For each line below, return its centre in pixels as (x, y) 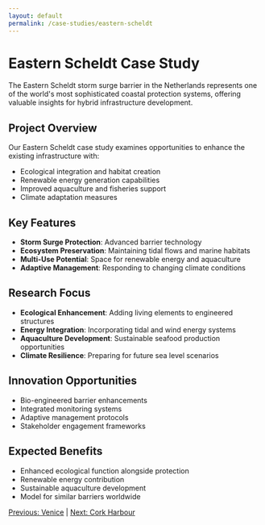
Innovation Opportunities (73, 381)
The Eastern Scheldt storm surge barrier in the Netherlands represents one (133, 85)
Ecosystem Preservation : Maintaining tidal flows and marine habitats (135, 251)
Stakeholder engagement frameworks (83, 426)
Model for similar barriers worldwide (80, 496)
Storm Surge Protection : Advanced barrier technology (111, 242)
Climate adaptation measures (69, 198)
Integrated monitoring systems (71, 409)
